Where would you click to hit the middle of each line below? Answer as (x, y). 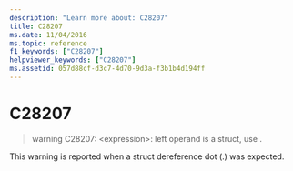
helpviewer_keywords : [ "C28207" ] (73, 60)
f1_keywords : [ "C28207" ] (56, 52)
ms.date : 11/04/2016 (49, 35)
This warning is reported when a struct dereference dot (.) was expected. (147, 156)
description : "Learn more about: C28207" (89, 18)
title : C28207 (36, 26)
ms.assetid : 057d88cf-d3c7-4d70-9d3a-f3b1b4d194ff (107, 69)
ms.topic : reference (49, 43)
